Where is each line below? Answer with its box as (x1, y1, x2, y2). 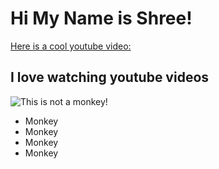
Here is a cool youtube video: (10, 40, 132, 52)
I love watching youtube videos (10, 69, 210, 86)
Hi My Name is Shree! (10, 7, 193, 30)
